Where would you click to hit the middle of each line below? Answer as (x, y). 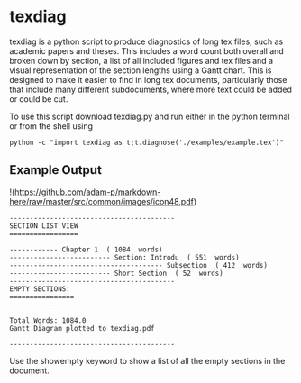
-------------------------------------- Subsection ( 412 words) (139, 265)
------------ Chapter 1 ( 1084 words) (87, 250)
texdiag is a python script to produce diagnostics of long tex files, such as (146, 41)
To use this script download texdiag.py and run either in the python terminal (150, 116)
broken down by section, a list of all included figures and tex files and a (141, 60)
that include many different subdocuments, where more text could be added (151, 89)
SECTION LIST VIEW (44, 226)
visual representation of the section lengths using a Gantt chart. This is (141, 70)
